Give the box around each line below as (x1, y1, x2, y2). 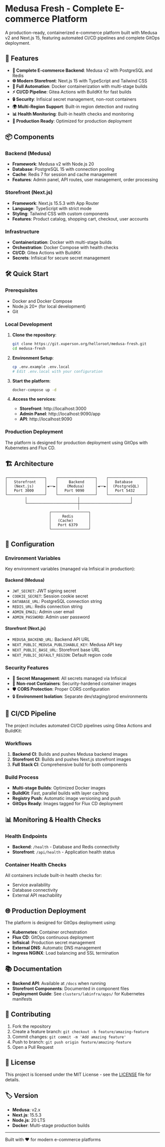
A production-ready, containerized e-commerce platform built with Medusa (5, 29, 158, 35)
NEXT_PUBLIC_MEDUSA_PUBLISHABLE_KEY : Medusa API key (12, 641, 123, 647)
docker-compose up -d (12, 387, 56, 392)
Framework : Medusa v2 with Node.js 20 (12, 161, 94, 167)
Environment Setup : (12, 355, 54, 361)
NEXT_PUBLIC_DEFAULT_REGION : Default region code (12, 652, 112, 658)
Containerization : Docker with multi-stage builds (12, 239, 112, 246)
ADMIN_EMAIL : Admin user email (12, 609, 75, 615)
